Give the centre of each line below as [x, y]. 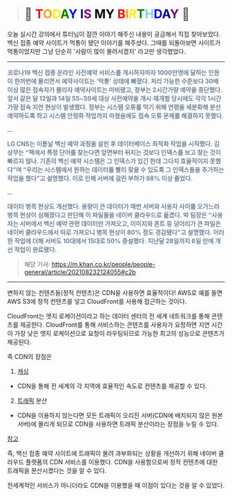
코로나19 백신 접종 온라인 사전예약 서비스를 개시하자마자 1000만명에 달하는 [107, 73]
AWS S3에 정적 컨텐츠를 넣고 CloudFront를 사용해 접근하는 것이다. [97, 301]
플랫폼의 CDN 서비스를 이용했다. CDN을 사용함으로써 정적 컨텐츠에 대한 [122, 461]
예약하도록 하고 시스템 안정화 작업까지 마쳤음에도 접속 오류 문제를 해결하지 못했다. [116, 115]
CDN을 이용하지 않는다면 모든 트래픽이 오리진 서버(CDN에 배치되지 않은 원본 [120, 415]
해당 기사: [37, 264]
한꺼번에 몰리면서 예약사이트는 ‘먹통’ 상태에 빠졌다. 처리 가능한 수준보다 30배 [116, 81]
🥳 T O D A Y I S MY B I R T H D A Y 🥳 [107, 14]
